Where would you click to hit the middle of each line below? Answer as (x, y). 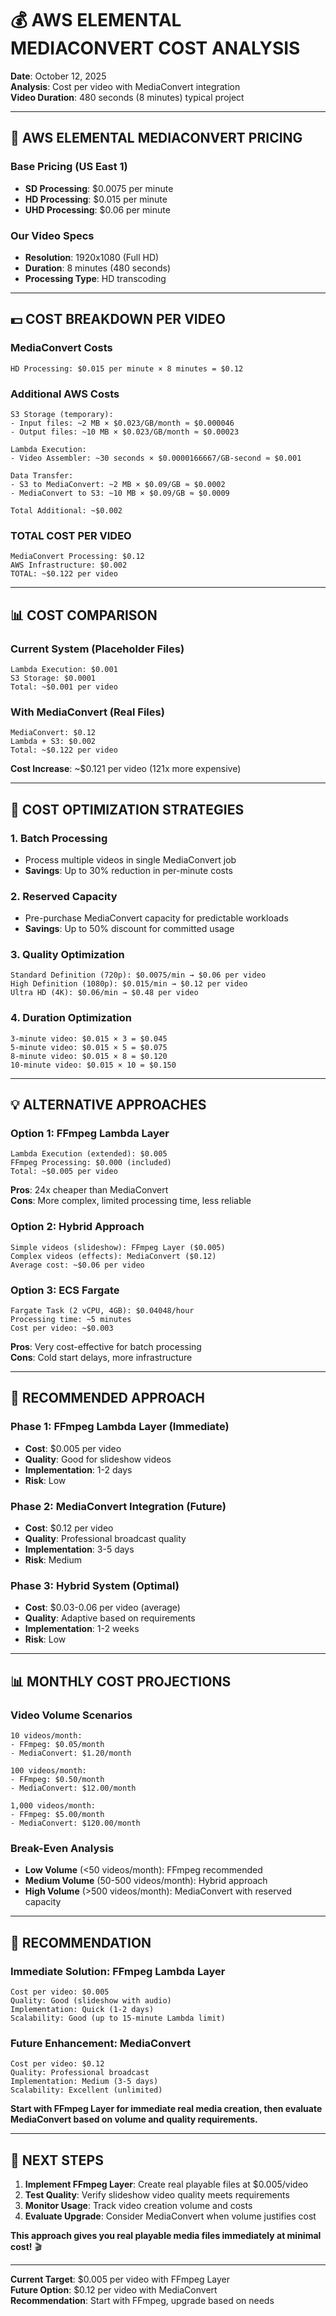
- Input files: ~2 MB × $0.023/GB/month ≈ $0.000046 (122, 423)
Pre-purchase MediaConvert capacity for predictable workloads (156, 918)
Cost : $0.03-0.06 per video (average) (102, 1608)
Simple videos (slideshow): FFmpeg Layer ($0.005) (118, 1247)
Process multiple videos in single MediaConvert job (130, 859)
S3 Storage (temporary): (62, 414)
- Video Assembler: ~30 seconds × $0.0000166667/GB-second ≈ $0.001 (156, 458)
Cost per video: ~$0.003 (62, 1328)
